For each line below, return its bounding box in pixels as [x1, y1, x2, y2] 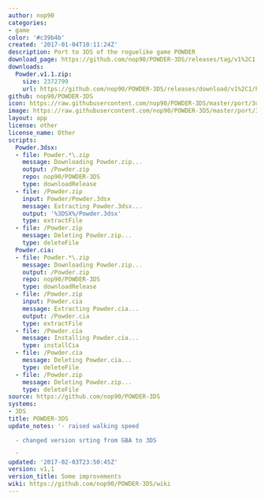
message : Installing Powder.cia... [22, 334, 140, 342]
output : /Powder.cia [22, 312, 90, 320]
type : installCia [22, 341, 80, 349]
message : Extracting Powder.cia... [22, 304, 140, 312]
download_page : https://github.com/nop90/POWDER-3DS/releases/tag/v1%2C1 [8, 56, 256, 64]
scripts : [8, 136, 37, 144]
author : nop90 [8, 11, 55, 20]
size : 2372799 [22, 77, 69, 85]
